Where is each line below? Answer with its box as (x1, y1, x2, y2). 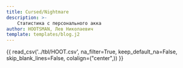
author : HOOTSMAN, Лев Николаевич (6, 25, 94, 32)
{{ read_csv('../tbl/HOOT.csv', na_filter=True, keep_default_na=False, (6, 48, 178, 55)
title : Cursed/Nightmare (6, 8, 69, 15)
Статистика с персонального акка (17, 20, 102, 26)
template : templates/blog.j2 (6, 32, 80, 38)
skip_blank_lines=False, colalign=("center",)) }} (6, 55, 124, 62)
